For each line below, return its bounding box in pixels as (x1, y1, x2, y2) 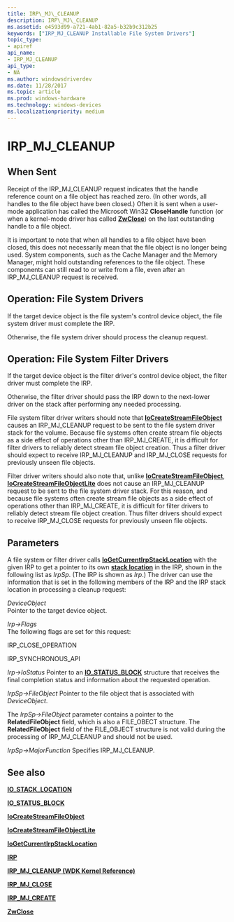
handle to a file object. (7, 222, 72, 230)
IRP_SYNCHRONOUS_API (7, 655, 80, 663)
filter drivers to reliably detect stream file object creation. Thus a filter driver (7, 443, 226, 452)
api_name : (7, 50, 36, 57)
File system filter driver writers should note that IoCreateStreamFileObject (7, 414, 222, 422)
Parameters (7, 537, 59, 549)
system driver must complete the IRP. (7, 319, 115, 327)
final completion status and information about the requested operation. (7, 676, 211, 684)
